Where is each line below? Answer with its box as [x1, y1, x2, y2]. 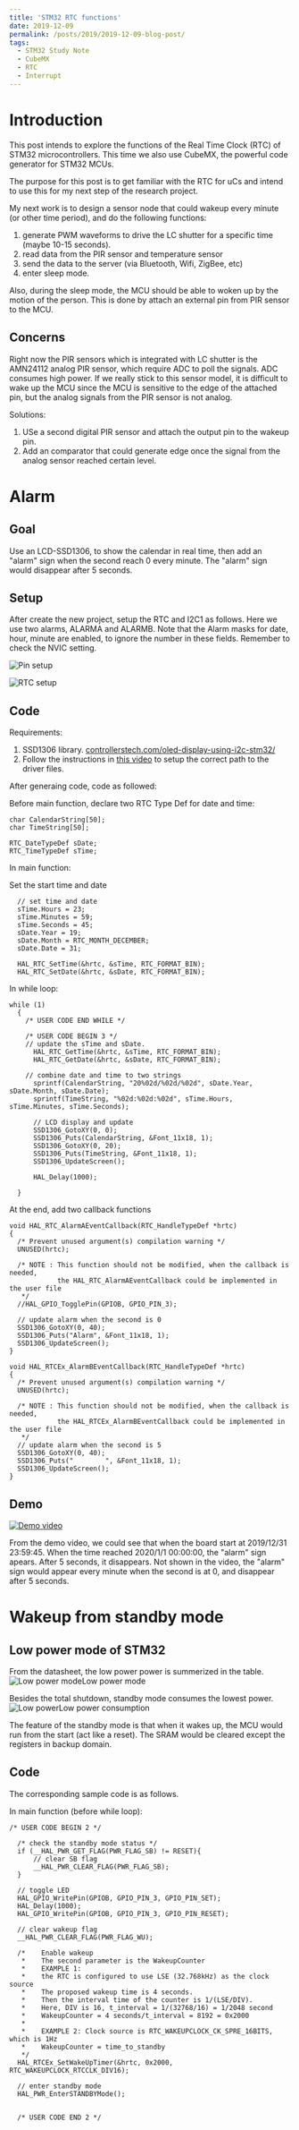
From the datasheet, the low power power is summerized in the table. [9, 1666, 264, 1676]
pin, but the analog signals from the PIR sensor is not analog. [9, 391, 233, 403]
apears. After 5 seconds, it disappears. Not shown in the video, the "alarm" [9, 1556, 286, 1567]
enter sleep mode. [21, 268, 90, 278]
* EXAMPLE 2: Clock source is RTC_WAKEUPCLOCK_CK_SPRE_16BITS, [21, 2026, 274, 2036]
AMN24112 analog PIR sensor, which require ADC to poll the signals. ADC [9, 363, 278, 374]
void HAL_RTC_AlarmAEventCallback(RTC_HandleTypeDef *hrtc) [9, 1222, 238, 1231]
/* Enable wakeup [17, 1948, 94, 1957]
